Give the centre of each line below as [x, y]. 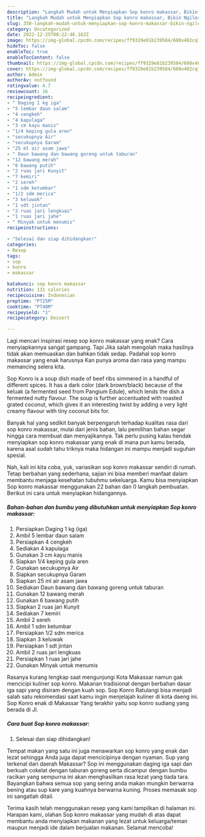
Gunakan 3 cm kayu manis [49, 555]
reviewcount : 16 [27, 92]
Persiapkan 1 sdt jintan [44, 646]
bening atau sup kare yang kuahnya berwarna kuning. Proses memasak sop [102, 790]
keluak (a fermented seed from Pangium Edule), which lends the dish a [96, 392]
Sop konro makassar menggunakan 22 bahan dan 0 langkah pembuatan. [98, 487]
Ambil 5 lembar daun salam [50, 536]
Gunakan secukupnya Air [47, 568]
